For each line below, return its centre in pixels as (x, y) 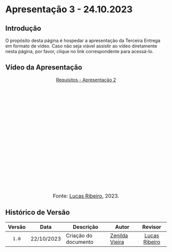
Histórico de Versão (38, 212)
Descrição (86, 227)
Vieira (117, 242)
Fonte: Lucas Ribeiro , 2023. (86, 196)
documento (80, 242)
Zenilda (119, 235)
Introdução (23, 28)
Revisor (152, 227)
